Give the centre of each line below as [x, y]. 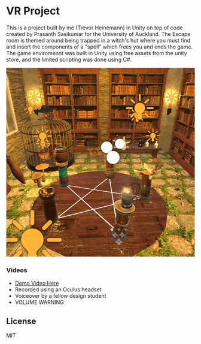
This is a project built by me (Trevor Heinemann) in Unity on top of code [95, 28]
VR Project [33, 11]
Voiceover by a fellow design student [60, 296]
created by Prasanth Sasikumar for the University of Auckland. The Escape [98, 34]
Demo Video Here [37, 283]
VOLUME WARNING [39, 302]
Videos [17, 270]
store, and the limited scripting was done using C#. [69, 59]
